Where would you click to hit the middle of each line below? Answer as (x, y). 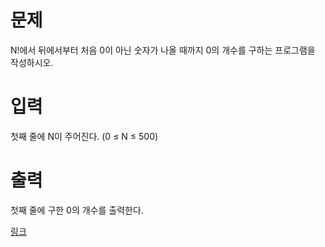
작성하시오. (32, 62)
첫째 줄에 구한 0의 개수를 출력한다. (77, 210)
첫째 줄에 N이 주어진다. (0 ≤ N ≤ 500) (84, 136)
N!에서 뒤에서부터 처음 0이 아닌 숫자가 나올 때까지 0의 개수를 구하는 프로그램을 (163, 50)
